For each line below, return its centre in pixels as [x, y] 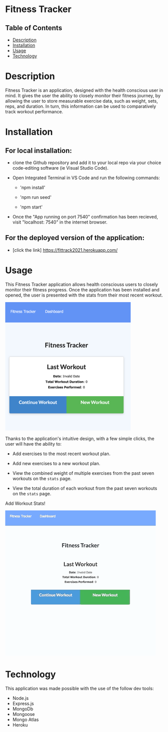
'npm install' [33, 187]
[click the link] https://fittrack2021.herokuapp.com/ [65, 250]
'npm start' [31, 207]
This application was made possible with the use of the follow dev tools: [79, 688]
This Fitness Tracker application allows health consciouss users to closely [81, 284]
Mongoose [24, 714]
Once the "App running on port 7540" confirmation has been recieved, [85, 216]
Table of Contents [34, 28]
